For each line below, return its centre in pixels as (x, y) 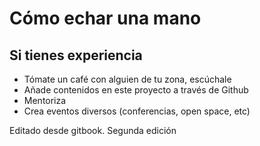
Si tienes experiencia (76, 55)
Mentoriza (45, 100)
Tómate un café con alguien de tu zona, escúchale (127, 79)
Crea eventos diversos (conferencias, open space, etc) (137, 111)
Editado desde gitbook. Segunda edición (93, 130)
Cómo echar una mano (105, 18)
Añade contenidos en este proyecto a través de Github (136, 90)
